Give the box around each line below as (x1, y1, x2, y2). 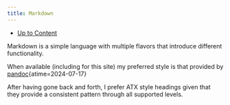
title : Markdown (7, 10, 54, 17)
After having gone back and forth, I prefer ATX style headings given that (7, 82, 211, 91)
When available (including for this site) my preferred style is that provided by (7, 62, 224, 70)
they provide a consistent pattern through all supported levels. (7, 90, 183, 98)
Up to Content (16, 29, 57, 37)
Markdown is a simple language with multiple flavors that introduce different (7, 42, 222, 50)
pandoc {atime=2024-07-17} (7, 70, 87, 78)
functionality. (7, 49, 45, 57)
